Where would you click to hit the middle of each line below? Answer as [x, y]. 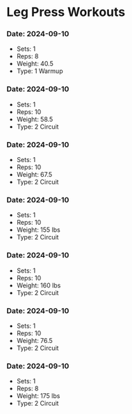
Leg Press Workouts [66, 12]
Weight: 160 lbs [39, 285]
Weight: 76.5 [34, 340]
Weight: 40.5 [35, 64]
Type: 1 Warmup [40, 71]
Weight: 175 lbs [38, 396]
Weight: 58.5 [35, 119]
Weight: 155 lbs [38, 230]
